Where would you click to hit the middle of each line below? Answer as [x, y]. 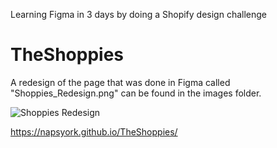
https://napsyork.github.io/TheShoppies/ [94, 131]
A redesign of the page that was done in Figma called [120, 82]
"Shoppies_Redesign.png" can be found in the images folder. [136, 93]
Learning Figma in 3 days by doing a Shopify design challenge [139, 14]
